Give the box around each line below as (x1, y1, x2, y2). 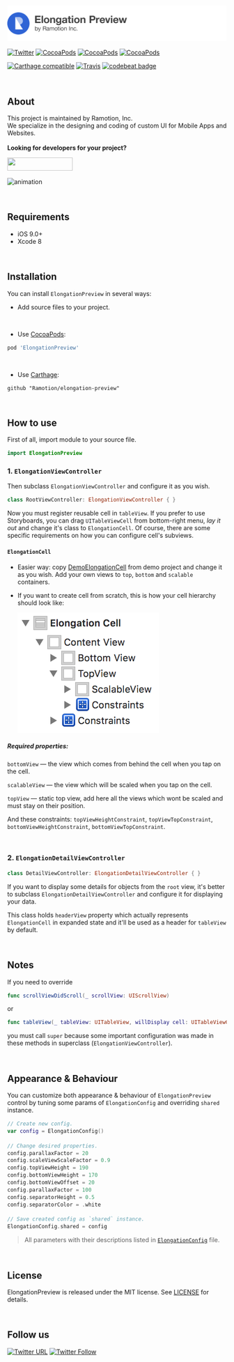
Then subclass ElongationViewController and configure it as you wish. (7, 482, 210, 490)
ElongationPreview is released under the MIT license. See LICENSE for (7, 1288, 209, 1297)
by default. (7, 925, 38, 934)
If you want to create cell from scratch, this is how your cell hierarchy (17, 591, 216, 599)
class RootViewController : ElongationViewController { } (7, 497, 176, 504)
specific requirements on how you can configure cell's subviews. (7, 532, 194, 540)
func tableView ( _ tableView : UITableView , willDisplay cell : (7, 1019, 189, 1026)
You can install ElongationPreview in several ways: (7, 289, 152, 297)
